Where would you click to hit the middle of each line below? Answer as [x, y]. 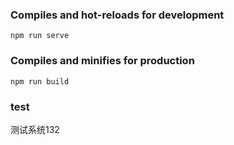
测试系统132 [35, 129]
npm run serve [40, 36]
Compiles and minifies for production [102, 61]
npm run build [40, 81]
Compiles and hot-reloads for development [117, 15]
